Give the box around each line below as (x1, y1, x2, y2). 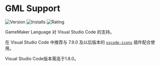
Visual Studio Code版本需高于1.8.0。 (5, 55, 79, 61)
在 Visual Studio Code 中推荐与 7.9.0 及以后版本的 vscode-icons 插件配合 (5, 39, 151, 45)
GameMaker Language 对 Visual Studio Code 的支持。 (5, 29, 114, 34)
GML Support (5, 3, 61, 14)
